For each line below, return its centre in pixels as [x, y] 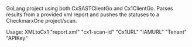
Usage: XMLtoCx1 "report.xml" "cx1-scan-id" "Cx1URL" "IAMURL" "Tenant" [97, 32]
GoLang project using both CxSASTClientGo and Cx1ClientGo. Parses [90, 8]
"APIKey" [17, 38]
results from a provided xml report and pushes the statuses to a [83, 15]
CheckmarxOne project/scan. [42, 21]
